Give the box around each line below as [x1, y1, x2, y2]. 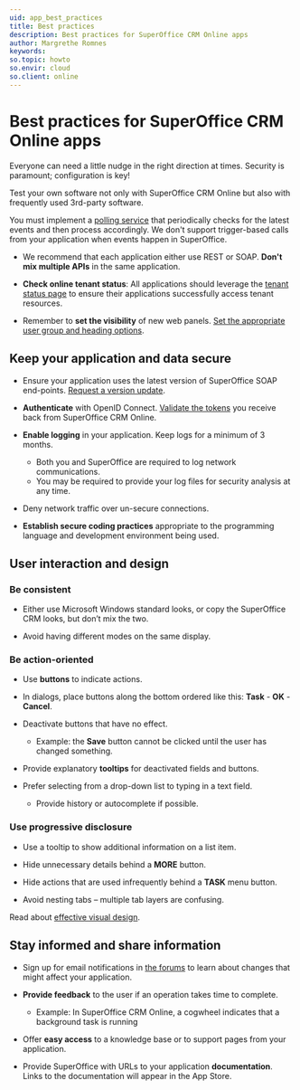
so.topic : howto [9, 55, 70, 64]
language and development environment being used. [22, 530, 220, 541]
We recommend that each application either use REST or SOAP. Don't [22, 251, 283, 262]
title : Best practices [9, 22, 95, 31]
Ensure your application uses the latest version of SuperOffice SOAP [22, 374, 278, 385]
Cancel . [22, 701, 52, 712]
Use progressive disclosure [9, 820, 133, 833]
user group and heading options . [22, 325, 145, 336]
